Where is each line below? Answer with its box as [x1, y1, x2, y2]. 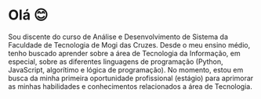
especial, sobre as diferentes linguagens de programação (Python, [8, 57, 223, 66]
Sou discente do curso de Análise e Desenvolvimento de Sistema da [8, 32, 229, 41]
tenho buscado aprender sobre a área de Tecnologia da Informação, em [8, 48, 241, 58]
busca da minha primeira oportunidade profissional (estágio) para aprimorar [8, 73, 254, 83]
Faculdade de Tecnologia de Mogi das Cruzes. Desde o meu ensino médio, [8, 40, 251, 49]
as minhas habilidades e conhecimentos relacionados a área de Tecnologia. [8, 81, 252, 91]
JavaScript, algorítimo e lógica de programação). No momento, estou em [8, 65, 244, 74]
